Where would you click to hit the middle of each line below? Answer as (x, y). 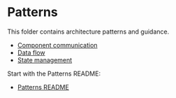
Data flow (31, 52)
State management (45, 59)
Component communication (57, 45)
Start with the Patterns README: (54, 73)
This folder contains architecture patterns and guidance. (88, 31)
